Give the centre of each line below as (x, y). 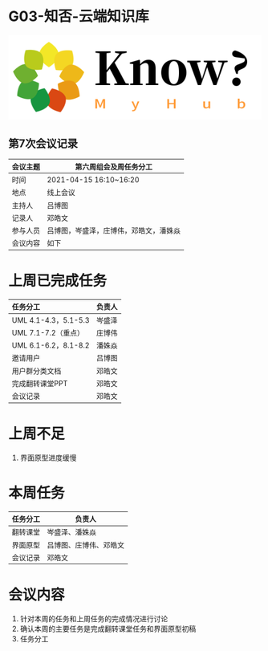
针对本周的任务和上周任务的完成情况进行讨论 (94, 619)
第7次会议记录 (43, 144)
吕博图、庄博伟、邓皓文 (85, 545)
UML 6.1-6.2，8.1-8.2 (51, 345)
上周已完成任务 (58, 281)
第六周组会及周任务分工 (114, 166)
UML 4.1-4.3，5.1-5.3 (51, 320)
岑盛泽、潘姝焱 (71, 532)
